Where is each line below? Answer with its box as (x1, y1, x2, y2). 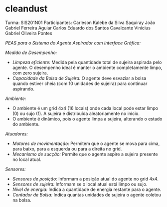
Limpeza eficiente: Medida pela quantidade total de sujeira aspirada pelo (12, 59, 162, 65)
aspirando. (12, 85, 35, 91)
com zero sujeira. (12, 69, 48, 75)
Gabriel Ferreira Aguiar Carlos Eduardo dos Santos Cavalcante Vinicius (5, 24, 151, 30)
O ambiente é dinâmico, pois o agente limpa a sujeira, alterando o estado (12, 115, 163, 121)
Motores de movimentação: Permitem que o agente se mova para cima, (12, 140, 160, 146)
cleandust (5, 3, 48, 14)
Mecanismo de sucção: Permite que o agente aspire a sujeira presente (12, 151, 158, 157)
